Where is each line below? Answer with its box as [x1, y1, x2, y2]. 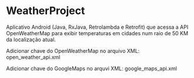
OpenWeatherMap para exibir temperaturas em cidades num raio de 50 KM [6, 29, 189, 36]
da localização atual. [6, 36, 56, 43]
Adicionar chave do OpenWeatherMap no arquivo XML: [6, 47, 140, 54]
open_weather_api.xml [6, 53, 61, 60]
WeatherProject [6, 4, 85, 18]
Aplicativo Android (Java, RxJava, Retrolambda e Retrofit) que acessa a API [6, 23, 189, 30]
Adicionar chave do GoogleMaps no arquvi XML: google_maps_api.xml [6, 65, 178, 72]
